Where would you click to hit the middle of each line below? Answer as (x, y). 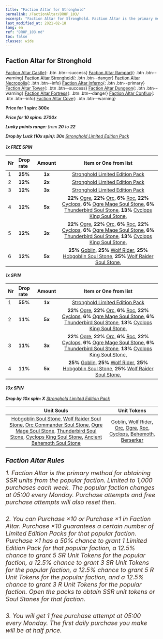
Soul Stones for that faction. (46, 599)
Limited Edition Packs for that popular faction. (71, 533)
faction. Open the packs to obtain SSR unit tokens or (80, 592)
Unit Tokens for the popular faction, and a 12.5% (75, 577)
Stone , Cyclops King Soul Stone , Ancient (56, 437)
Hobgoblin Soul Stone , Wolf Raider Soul (56, 419)
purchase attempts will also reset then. (61, 502)
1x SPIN (13, 276)
